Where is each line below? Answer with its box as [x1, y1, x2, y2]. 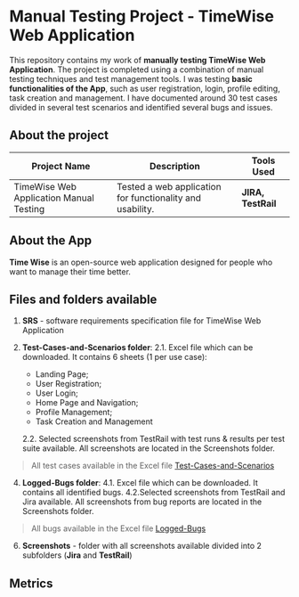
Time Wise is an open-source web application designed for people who [9, 257, 273, 267]
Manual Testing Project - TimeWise [9, 6, 274, 27]
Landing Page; [35, 369, 89, 380]
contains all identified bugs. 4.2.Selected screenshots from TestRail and [21, 487, 286, 498]
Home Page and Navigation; [35, 397, 139, 408]
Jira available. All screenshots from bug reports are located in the [21, 496, 263, 507]
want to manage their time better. [9, 266, 132, 277]
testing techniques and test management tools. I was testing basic [9, 73, 254, 84]
